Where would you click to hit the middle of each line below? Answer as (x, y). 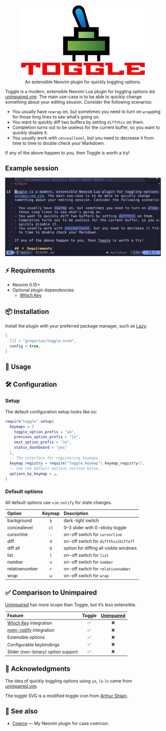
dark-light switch (81, 520)
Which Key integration (30, 623)
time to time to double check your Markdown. (59, 143)
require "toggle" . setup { (30, 421)
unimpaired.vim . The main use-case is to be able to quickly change (73, 97)
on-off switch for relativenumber (97, 569)
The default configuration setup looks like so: (51, 411)
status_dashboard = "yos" (41, 448)
